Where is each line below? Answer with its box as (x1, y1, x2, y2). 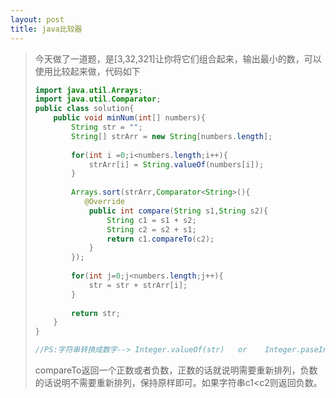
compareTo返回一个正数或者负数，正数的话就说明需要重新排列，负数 (34, 364, 318, 376)
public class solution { (34, 104, 135, 114)
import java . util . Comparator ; (34, 94, 162, 105)
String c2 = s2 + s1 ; (106, 224, 197, 235)
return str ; (71, 308, 121, 318)
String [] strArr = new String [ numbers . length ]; (71, 131, 273, 141)
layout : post (10, 14, 65, 25)
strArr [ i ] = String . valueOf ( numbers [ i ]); (88, 159, 265, 170)
